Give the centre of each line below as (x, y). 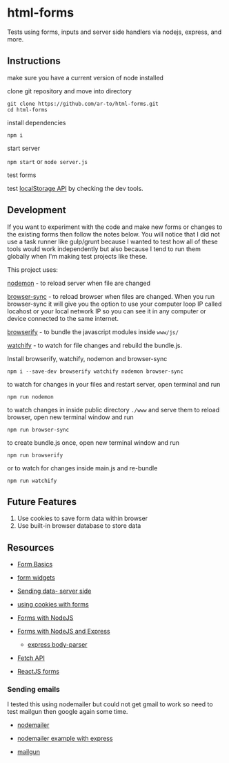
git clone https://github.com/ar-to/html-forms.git (83, 104)
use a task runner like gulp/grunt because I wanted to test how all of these (113, 241)
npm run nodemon (30, 397)
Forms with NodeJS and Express (63, 632)
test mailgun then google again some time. (68, 712)
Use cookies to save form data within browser (82, 518)
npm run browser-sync (38, 430)
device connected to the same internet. (63, 318)
